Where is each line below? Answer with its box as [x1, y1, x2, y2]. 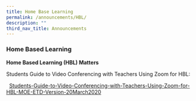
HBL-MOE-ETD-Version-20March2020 [6, 88, 102, 96]
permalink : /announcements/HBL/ [6, 14, 87, 20]
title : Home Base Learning [6, 8, 73, 15]
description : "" [6, 20, 47, 26]
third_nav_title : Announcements [6, 25, 87, 32]
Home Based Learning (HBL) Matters [6, 59, 99, 66]
